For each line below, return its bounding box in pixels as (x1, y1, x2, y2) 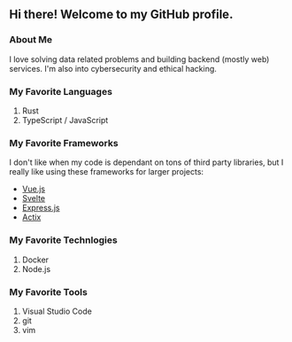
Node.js (21, 263, 51, 274)
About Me (9, 34, 53, 46)
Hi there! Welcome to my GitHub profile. (9, 7, 234, 22)
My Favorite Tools (9, 285, 88, 298)
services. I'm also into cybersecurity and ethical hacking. (9, 63, 217, 74)
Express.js (21, 203, 60, 214)
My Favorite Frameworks (9, 136, 119, 149)
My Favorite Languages (9, 85, 113, 97)
